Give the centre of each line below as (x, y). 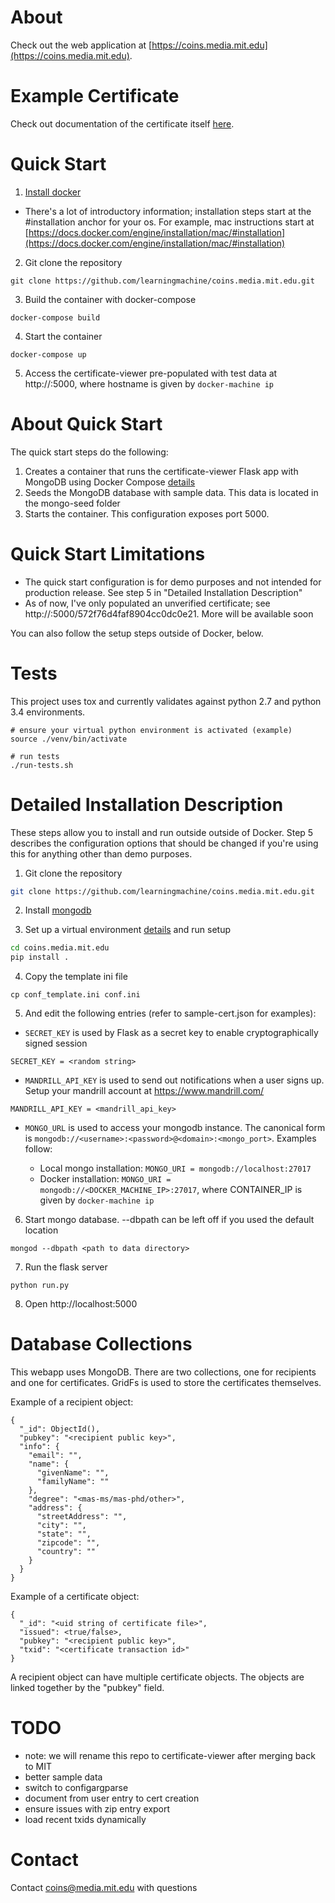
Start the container (63, 336)
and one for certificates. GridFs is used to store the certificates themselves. (166, 1383)
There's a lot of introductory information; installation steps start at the (168, 211)
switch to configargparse (76, 1788)
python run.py (40, 1286)
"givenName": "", (73, 1473)
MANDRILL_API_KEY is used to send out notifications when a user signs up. (174, 1080)
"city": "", (61, 1526)
